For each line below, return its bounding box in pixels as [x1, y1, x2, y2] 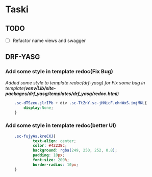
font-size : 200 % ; [32, 158, 70, 163]
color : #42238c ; [32, 143, 67, 148]
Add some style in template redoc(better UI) [5, 122, 116, 129]
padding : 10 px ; [32, 152, 65, 158]
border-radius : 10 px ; [32, 162, 79, 167]
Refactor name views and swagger [12, 37, 86, 43]
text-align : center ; [32, 138, 77, 144]
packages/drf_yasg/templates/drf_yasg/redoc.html [5, 91, 118, 97]
